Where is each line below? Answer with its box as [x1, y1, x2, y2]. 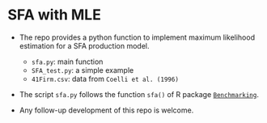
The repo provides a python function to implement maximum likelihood [19, 32, 256, 42]
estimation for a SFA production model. [19, 40, 150, 50]
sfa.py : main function [31, 57, 104, 66]
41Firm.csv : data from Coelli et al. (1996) [31, 74, 180, 83]
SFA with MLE [7, 6, 102, 24]
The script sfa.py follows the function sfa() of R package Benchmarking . [19, 89, 260, 99]
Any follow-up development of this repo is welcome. [19, 105, 194, 115]
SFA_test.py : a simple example [31, 65, 134, 74]
